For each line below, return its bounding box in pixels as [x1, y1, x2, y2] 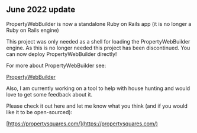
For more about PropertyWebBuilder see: [6, 62, 106, 69]
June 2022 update [6, 5, 76, 15]
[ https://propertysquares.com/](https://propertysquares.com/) [6, 120, 159, 127]
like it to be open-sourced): [6, 108, 73, 115]
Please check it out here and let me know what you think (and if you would [6, 102, 188, 109]
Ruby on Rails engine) [6, 26, 59, 34]
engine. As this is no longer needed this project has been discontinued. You [6, 44, 190, 51]
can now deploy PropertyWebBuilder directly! [6, 50, 117, 58]
